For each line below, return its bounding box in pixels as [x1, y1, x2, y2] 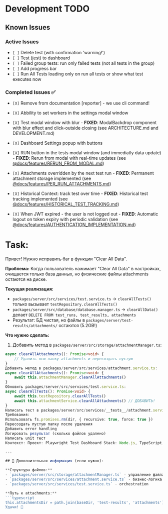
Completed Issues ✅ [5, 88, 56, 95]
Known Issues [5, 23, 50, 32]
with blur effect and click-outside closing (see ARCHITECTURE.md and [12, 125, 158, 131]
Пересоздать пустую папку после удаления [5, 422, 93, 427]
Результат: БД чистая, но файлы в [12, 317, 85, 323]
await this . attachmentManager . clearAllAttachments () [14, 375, 126, 380]
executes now [12, 76, 41, 82]
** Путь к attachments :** [5, 490, 57, 495]
